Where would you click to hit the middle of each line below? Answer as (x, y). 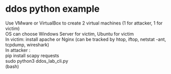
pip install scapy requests (32, 55)
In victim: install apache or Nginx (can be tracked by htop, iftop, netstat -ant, (86, 39)
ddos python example (52, 9)
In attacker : (18, 50)
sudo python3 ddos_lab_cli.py (37, 61)
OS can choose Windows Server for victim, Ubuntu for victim (70, 34)
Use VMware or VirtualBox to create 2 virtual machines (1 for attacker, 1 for (84, 23)
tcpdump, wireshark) (27, 44)
